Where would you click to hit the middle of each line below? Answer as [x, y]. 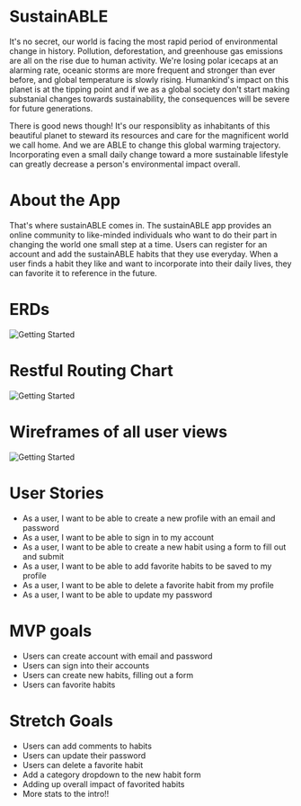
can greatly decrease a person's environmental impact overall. [125, 164]
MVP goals [51, 631]
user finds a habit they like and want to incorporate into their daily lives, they [150, 264]
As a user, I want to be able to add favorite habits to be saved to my [147, 566]
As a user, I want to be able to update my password [117, 595]
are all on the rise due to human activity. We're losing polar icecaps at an [144, 60]
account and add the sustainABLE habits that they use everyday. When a [144, 254]
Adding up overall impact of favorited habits [104, 784]
